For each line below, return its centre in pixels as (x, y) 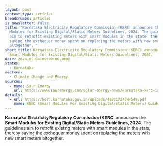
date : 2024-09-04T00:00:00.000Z (38, 59)
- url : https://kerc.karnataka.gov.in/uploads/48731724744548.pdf (78, 100)
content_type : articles (29, 14)
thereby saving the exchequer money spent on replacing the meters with (78, 133)
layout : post (18, 9)
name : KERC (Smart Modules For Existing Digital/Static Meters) (80, 104)
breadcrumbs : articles (28, 18)
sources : (14, 81)
